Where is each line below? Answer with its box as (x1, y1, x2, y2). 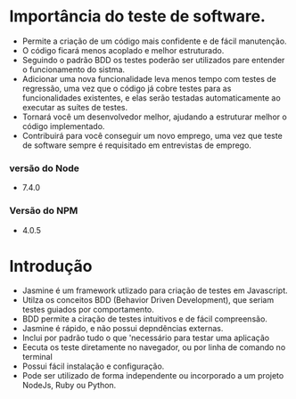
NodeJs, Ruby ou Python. (21, 380, 117, 391)
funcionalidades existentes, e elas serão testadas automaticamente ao (21, 92, 281, 103)
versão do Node (9, 162, 80, 175)
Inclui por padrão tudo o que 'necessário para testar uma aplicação (21, 332, 270, 344)
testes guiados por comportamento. (21, 305, 154, 315)
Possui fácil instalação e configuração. (21, 361, 165, 371)
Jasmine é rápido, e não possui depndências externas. (21, 323, 224, 334)
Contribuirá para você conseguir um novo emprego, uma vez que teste (21, 130, 283, 141)
